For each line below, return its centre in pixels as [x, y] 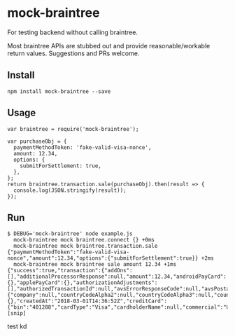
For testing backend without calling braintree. [73, 32]
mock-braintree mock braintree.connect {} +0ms [84, 240]
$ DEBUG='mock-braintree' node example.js [70, 234]
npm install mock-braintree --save [59, 91]
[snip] [17, 314]
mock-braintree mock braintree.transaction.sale [86, 246]
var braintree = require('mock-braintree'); [73, 129]
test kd [17, 326]
